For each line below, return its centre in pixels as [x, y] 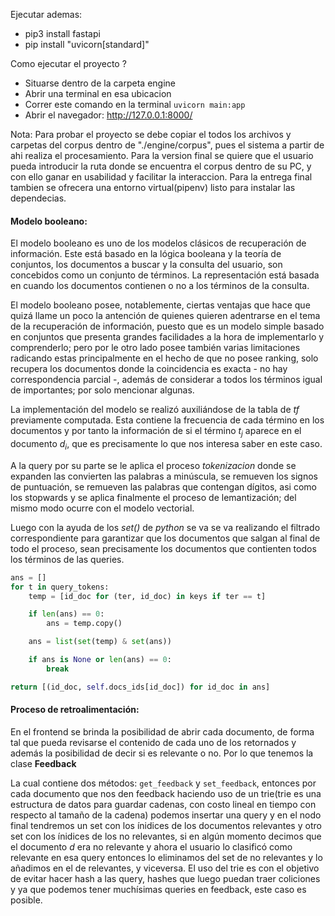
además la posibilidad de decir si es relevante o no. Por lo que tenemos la [162, 753]
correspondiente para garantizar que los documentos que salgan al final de [165, 538]
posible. [26, 900]
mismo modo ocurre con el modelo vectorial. [102, 508]
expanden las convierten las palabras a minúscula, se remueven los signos [164, 476]
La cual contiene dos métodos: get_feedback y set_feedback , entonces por [163, 783]
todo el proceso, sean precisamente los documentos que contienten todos [163, 548]
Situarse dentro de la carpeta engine [100, 83]
